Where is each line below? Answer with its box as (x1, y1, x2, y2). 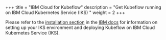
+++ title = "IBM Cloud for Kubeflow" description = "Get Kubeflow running (5, 4, 162, 10)
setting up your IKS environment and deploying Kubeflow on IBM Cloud (5, 24, 155, 30)
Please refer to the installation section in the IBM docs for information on (5, 19, 158, 25)
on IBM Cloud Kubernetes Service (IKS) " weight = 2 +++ (5, 9, 125, 15)
